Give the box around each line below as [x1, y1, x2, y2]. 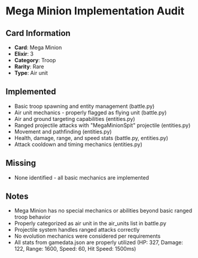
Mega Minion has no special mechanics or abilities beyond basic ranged [14, 207, 193, 214]
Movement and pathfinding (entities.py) [14, 128, 112, 135]
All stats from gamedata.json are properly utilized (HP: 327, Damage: [14, 239, 184, 246]
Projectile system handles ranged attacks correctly [14, 226, 140, 233]
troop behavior [14, 214, 51, 221]
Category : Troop [14, 57, 56, 63]
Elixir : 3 [14, 50, 34, 57]
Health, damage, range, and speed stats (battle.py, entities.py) [14, 134, 169, 141]
